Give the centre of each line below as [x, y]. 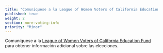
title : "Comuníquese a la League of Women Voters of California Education [82, 9]
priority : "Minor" [24, 27]
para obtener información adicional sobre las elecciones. [62, 46]
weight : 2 [15, 18]
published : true [21, 14]
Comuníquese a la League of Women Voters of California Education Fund [78, 41]
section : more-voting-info [32, 23]
